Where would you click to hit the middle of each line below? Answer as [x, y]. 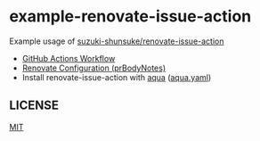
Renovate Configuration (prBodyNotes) [94, 68]
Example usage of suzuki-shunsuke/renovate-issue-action [117, 41]
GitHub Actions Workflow [69, 58]
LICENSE [34, 106]
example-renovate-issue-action [130, 17]
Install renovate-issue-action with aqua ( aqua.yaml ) [117, 77]
